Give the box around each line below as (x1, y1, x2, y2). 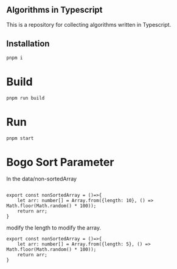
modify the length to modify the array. (6, 224, 102, 231)
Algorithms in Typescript (6, 5, 103, 15)
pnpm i (6, 55, 23, 61)
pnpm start (6, 135, 34, 141)
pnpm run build (6, 95, 45, 101)
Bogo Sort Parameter (6, 155, 114, 169)
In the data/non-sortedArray (6, 175, 77, 183)
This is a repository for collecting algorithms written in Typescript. (6, 21, 172, 28)
